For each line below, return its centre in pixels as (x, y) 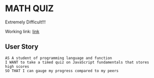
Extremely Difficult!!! (26, 22)
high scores (17, 66)
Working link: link (22, 31)
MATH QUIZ (29, 9)
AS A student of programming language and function (58, 58)
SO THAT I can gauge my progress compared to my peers (62, 71)
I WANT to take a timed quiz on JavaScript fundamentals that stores (77, 62)
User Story (22, 47)
